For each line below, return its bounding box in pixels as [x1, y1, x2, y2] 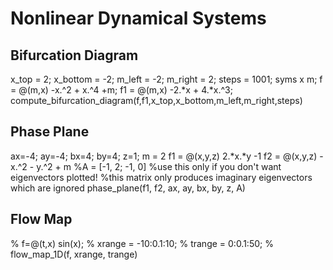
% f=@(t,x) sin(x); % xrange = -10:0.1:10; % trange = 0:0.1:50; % [10, 237, 274, 249]
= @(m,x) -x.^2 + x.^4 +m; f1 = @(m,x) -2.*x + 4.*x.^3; [10, 84, 233, 96]
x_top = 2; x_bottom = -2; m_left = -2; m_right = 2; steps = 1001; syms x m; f [10, 73, 323, 85]
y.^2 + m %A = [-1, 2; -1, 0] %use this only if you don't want [36, 160, 282, 172]
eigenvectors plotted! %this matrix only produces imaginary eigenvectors [10, 171, 313, 183]
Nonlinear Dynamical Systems [10, 7, 267, 30]
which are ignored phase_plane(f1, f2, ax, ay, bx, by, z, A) [10, 182, 246, 194]
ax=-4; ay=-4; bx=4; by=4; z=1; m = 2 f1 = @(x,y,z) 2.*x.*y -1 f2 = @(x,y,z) [10, 150, 318, 162]
